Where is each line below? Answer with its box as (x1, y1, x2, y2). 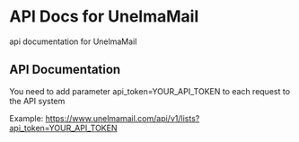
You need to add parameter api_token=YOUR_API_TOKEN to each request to (9, 85, 290, 96)
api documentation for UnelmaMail (9, 36, 137, 47)
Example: (9, 112, 44, 123)
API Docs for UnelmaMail (9, 6, 199, 27)
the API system (9, 95, 66, 106)
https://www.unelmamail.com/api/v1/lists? (45, 112, 200, 123)
